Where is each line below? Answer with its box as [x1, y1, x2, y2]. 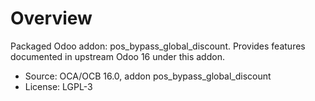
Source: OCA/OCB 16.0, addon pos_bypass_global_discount [24, 70, 272, 82]
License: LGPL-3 [24, 80, 93, 92]
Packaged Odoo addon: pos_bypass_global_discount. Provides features [10, 40, 306, 52]
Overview [10, 7, 93, 30]
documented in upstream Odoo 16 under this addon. [10, 50, 225, 62]
